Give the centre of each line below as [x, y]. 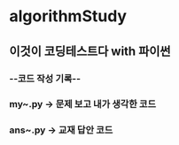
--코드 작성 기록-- [45, 79]
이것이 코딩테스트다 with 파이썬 [90, 51]
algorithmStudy [68, 16]
